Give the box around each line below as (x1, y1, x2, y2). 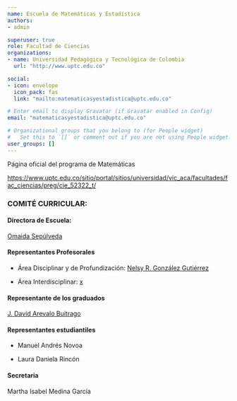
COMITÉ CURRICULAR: (7, 199, 88, 209)
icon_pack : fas (13, 88, 59, 95)
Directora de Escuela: (7, 216, 72, 225)
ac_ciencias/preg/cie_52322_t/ (7, 181, 97, 190)
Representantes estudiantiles (7, 325, 96, 334)
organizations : (7, 50, 52, 57)
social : (7, 75, 30, 82)
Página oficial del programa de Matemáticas (7, 160, 135, 168)
